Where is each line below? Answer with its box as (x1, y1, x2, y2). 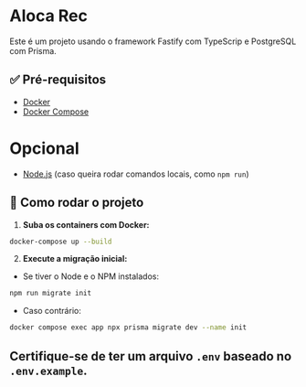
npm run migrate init (9, 289, 92, 298)
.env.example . (9, 362, 88, 378)
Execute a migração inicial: (22, 253, 128, 264)
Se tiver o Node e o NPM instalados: (22, 271, 160, 282)
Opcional (9, 138, 79, 158)
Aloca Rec (9, 5, 89, 27)
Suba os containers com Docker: (22, 219, 150, 230)
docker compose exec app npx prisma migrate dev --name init (9, 323, 248, 332)
